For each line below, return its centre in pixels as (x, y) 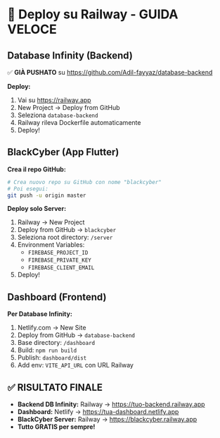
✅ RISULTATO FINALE (55, 387)
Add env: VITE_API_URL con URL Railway (75, 365)
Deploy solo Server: (37, 209)
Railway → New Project (51, 222)
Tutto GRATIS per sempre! (56, 427)
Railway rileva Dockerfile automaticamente (79, 122)
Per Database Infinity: (40, 314)
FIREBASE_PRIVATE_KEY (59, 260)
